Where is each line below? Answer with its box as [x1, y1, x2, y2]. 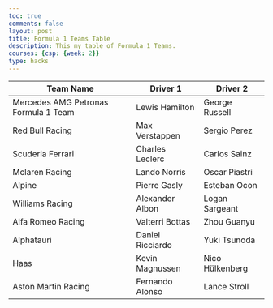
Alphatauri [12, 234, 52, 246]
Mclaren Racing [12, 166, 72, 178]
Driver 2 [215, 83, 249, 94]
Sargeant [203, 203, 239, 214]
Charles [136, 143, 167, 154]
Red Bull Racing [12, 125, 72, 136]
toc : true [8, 11, 42, 20]
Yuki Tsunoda [203, 234, 256, 246]
